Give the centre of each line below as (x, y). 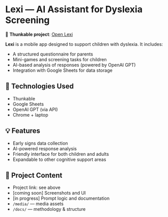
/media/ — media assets (38, 204)
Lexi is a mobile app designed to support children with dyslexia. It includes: (84, 44)
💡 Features (23, 131)
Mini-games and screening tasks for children (60, 59)
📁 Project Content (34, 175)
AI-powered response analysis (45, 148)
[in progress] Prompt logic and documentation (61, 198)
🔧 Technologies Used (39, 86)
